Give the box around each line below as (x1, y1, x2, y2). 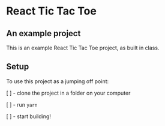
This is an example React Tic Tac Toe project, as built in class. (6, 44, 160, 51)
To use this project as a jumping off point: (6, 77, 109, 85)
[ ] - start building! (6, 113, 51, 120)
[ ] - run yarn (6, 101, 38, 108)
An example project (6, 28, 81, 39)
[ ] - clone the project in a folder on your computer (6, 89, 131, 96)
